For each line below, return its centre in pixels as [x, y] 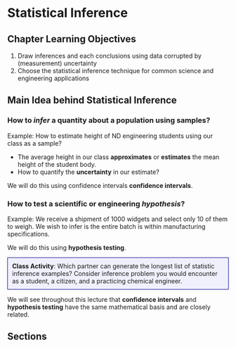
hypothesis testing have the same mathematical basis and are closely [109, 307]
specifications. [29, 234]
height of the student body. [57, 164]
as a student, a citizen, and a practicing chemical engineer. [97, 281]
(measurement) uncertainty [57, 63]
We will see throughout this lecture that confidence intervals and [102, 299]
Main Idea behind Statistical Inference [92, 100]
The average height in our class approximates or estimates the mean [118, 157]
